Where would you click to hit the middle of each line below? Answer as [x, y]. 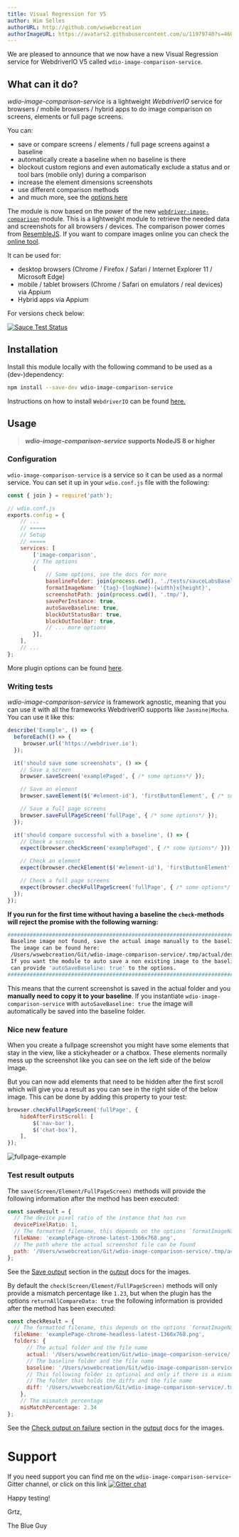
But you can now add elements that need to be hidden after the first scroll [115, 1082]
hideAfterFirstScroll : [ [57, 1117]
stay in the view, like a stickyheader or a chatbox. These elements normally [117, 1052]
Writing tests [30, 686]
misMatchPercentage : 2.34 [59, 1407]
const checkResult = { [41, 1321]
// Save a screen [46, 770]
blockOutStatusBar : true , [84, 615]
